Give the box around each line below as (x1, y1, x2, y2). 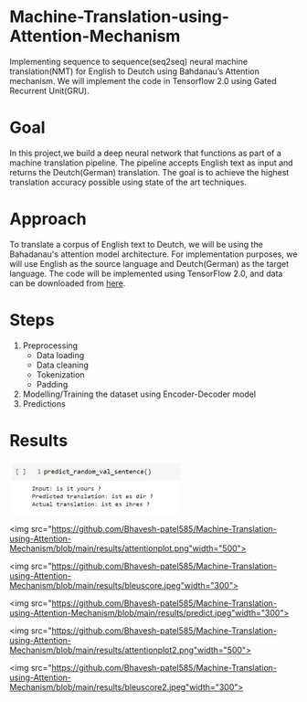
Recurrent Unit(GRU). (9, 85, 90, 96)
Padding (36, 378, 69, 389)
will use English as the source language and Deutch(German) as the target (9, 258, 290, 269)
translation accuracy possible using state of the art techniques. (9, 176, 247, 187)
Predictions (22, 398, 66, 409)
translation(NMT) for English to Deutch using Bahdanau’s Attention (9, 66, 260, 77)
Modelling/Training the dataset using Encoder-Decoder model (22, 388, 257, 399)
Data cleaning (36, 359, 90, 370)
